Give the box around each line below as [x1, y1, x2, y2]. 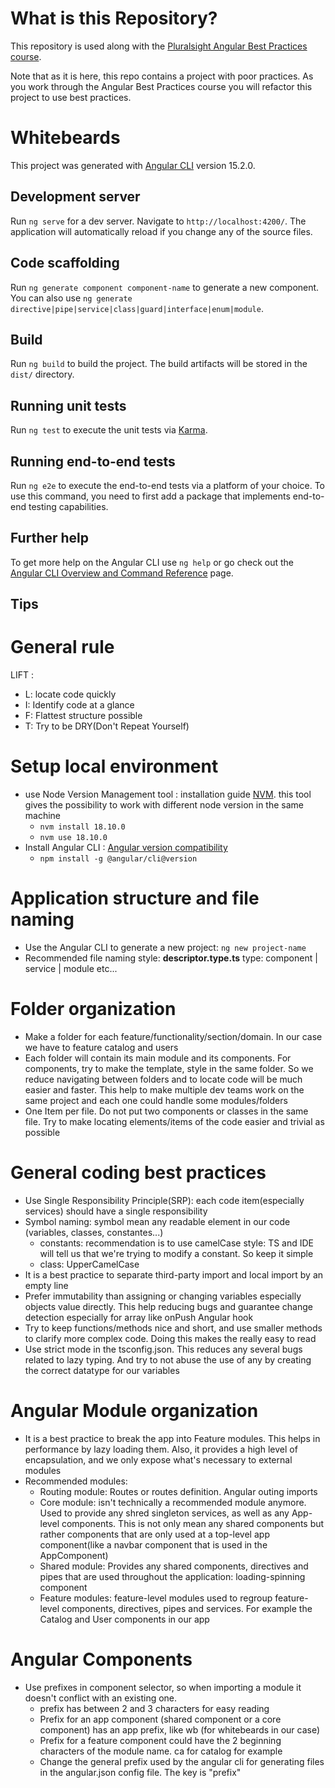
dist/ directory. [10, 368, 75, 381]
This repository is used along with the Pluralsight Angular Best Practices [10, 40, 308, 52]
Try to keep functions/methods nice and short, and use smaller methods [24, 1322, 323, 1334]
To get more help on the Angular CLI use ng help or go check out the [10, 556, 294, 568]
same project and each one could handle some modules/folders [24, 1094, 288, 1106]
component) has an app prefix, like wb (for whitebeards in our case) [39, 1723, 321, 1736]
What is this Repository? [10, 7, 218, 30]
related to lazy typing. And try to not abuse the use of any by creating [24, 1353, 312, 1366]
